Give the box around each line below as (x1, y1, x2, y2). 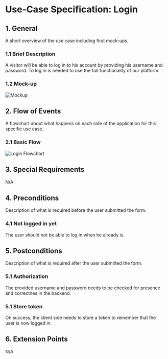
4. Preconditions (5, 193, 59, 202)
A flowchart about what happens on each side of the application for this (5, 121, 156, 127)
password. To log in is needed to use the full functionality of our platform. (5, 68, 160, 74)
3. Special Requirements (5, 165, 85, 174)
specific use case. (5, 126, 44, 132)
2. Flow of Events (5, 107, 61, 115)
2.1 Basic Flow (5, 138, 41, 146)
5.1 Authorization (5, 273, 49, 280)
